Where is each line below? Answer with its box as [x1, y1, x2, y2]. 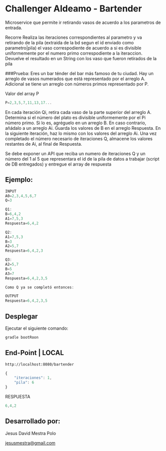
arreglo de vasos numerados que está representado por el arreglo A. [5, 76, 146, 82]
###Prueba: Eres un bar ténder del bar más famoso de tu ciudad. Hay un [5, 70, 154, 76]
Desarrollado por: [5, 417, 60, 426]
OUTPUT [5, 294, 19, 299]
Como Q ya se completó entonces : [5, 284, 74, 290]
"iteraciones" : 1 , [14, 375, 52, 380]
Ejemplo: [5, 176, 33, 184]
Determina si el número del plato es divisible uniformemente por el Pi [5, 114, 146, 120]
